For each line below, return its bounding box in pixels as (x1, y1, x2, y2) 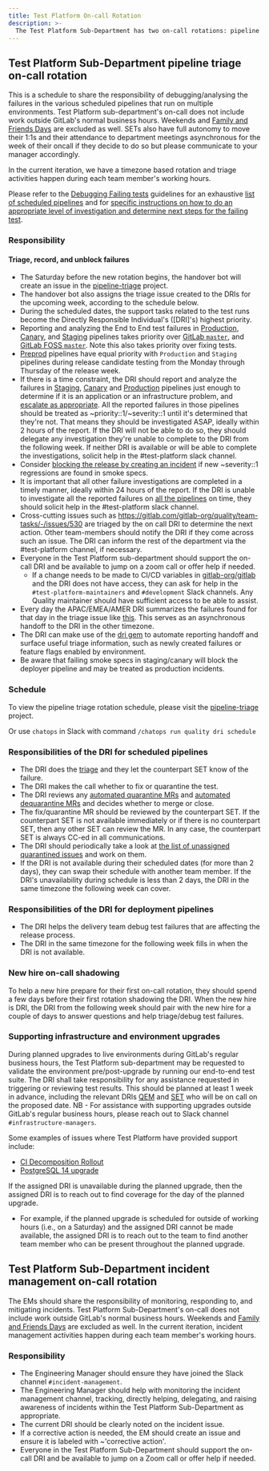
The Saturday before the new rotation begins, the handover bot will (19, 272, 242, 282)
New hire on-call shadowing (8, 967, 120, 978)
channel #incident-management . (19, 1376, 122, 1386)
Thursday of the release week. (19, 366, 122, 376)
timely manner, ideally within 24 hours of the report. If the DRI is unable (19, 486, 255, 495)
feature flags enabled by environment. (19, 647, 147, 657)
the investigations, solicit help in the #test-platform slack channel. (19, 451, 238, 461)
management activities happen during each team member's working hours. (8, 1330, 256, 1340)
